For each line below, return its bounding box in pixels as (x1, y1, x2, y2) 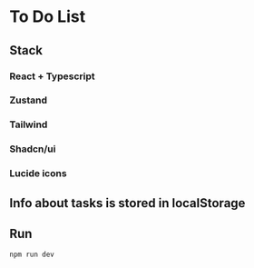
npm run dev (9, 250, 54, 260)
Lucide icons (9, 167, 67, 180)
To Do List (9, 6, 86, 27)
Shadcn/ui (9, 143, 56, 155)
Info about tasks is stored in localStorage (9, 195, 246, 211)
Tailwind (9, 118, 48, 131)
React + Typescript (9, 70, 95, 83)
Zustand (9, 94, 48, 106)
